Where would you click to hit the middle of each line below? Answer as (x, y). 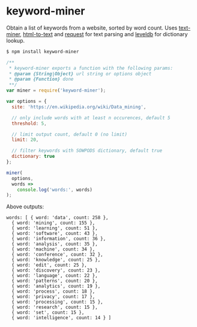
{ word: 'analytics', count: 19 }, (56, 286)
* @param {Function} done (41, 79)
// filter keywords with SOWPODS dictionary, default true (87, 151)
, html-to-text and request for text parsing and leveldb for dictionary (104, 34)
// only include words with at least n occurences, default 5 (91, 118)
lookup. (16, 40)
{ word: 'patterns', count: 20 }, (55, 281)
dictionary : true (33, 157)
